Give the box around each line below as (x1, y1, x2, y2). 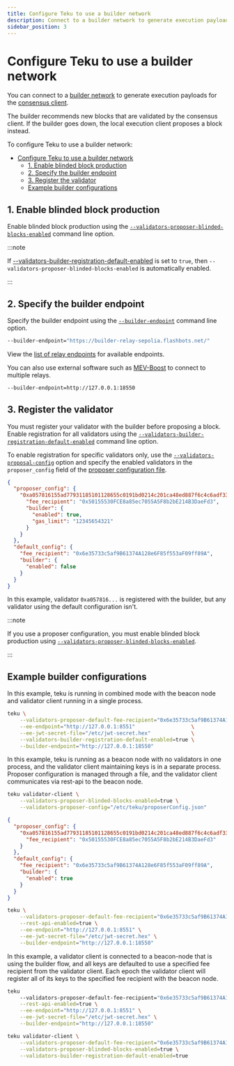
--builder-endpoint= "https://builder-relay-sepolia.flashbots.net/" (7, 337, 210, 344)
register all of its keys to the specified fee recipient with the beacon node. (7, 974, 219, 982)
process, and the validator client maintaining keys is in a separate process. (7, 763, 221, 771)
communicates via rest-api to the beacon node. (7, 777, 143, 786)
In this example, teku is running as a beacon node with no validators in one (7, 755, 221, 764)
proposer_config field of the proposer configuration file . (7, 465, 167, 474)
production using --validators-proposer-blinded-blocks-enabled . (7, 637, 197, 645)
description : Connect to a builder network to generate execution (7, 17, 204, 24)
